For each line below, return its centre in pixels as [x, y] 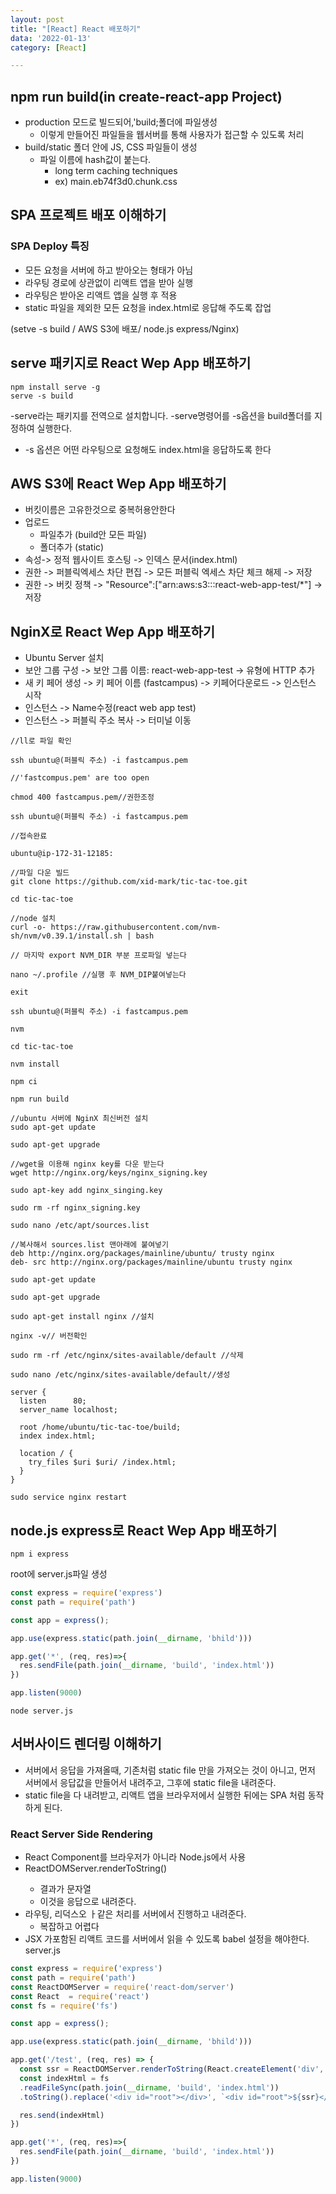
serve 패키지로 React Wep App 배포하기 [131, 363]
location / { [46, 1454]
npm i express [40, 1554]
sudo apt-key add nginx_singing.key [86, 1191]
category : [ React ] [48, 47]
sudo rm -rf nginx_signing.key [75, 1208]
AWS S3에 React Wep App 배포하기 [118, 483]
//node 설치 [33, 919]
